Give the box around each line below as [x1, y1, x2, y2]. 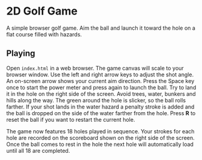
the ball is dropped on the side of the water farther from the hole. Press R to [6, 109, 196, 116]
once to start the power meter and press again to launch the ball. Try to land [6, 84, 197, 91]
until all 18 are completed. [6, 147, 70, 154]
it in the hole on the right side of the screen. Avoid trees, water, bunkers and [6, 90, 196, 98]
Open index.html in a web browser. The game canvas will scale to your [6, 64, 184, 72]
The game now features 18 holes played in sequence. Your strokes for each [6, 127, 195, 135]
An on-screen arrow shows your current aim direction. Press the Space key [6, 77, 195, 84]
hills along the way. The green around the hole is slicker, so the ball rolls [6, 96, 186, 104]
